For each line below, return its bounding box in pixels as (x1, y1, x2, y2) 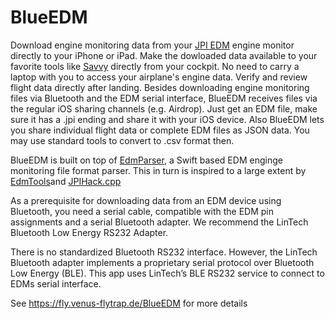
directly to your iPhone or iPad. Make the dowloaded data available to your (10, 49, 318, 61)
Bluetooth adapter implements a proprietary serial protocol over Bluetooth (10, 256, 315, 268)
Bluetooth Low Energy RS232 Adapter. (10, 226, 169, 238)
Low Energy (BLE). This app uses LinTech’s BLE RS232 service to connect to (10, 267, 325, 279)
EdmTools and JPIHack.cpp (10, 175, 122, 187)
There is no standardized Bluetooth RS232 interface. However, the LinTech (10, 246, 318, 258)
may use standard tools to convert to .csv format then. (10, 134, 235, 146)
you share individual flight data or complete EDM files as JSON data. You (10, 124, 310, 136)
